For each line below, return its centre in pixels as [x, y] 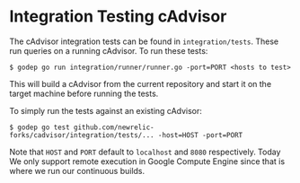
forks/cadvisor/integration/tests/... [82, 135]
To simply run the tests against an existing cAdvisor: [106, 110]
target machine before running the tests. [84, 93]
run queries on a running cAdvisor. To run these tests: [109, 50]
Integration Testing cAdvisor [118, 17]
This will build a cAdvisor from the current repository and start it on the [141, 83]
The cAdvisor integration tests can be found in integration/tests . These [144, 41]
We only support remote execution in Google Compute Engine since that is [147, 161]
